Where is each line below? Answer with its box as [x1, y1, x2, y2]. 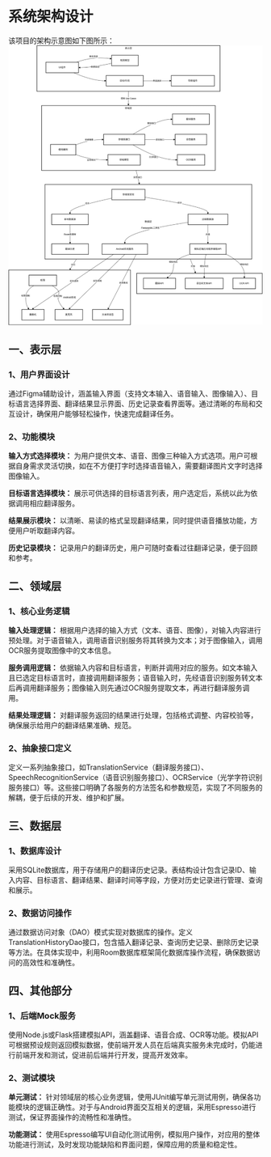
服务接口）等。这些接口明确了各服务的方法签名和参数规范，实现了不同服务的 [8, 782, 263, 793]
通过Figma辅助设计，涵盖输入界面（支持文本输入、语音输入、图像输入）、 [8, 389, 252, 399]
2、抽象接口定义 [8, 743, 72, 754]
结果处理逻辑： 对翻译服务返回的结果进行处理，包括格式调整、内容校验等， [8, 710, 258, 720]
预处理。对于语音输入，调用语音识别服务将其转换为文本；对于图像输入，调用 [8, 636, 263, 646]
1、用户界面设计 [8, 369, 70, 380]
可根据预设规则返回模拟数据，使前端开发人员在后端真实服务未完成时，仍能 [8, 1040, 256, 1050]
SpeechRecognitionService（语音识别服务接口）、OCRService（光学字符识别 [8, 773, 263, 782]
